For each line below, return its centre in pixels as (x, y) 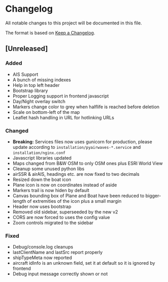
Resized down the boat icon (42, 179)
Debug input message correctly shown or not (60, 274)
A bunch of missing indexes (42, 80)
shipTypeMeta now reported (42, 258)
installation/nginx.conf (39, 153)
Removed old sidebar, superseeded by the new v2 (65, 212)
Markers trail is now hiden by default (51, 190)
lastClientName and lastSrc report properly (58, 253)
